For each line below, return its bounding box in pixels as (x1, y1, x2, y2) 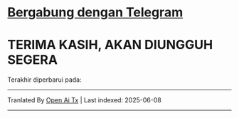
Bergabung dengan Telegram (7, 4, 184, 21)
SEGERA (7, 52, 58, 68)
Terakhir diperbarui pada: (7, 75, 82, 84)
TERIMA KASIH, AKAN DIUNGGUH (7, 37, 213, 53)
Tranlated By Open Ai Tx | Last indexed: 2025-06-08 (7, 96, 161, 104)
